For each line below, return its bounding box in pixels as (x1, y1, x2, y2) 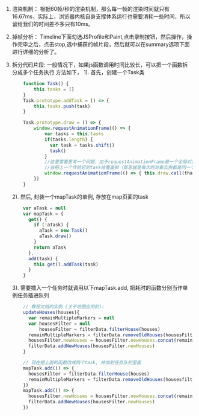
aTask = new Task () (38, 228, 88, 234)
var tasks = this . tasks (44, 131, 104, 137)
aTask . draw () (38, 233, 72, 240)
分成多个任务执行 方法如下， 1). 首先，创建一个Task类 (11, 69, 145, 75)
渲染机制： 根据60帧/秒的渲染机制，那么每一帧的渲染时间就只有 (11, 5, 170, 12)
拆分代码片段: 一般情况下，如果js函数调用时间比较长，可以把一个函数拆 (11, 61, 188, 68)
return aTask (34, 244, 66, 251)
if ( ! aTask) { (34, 222, 69, 228)
